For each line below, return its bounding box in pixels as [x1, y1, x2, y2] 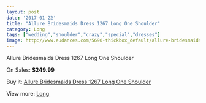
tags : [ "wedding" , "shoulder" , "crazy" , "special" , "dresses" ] [6, 32, 161, 38]
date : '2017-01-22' [6, 15, 56, 21]
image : [6, 37, 23, 44]
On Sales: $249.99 [6, 66, 55, 74]
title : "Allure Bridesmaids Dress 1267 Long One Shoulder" [6, 20, 161, 26]
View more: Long [6, 90, 50, 97]
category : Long [6, 26, 45, 32]
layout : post [6, 9, 40, 15]
